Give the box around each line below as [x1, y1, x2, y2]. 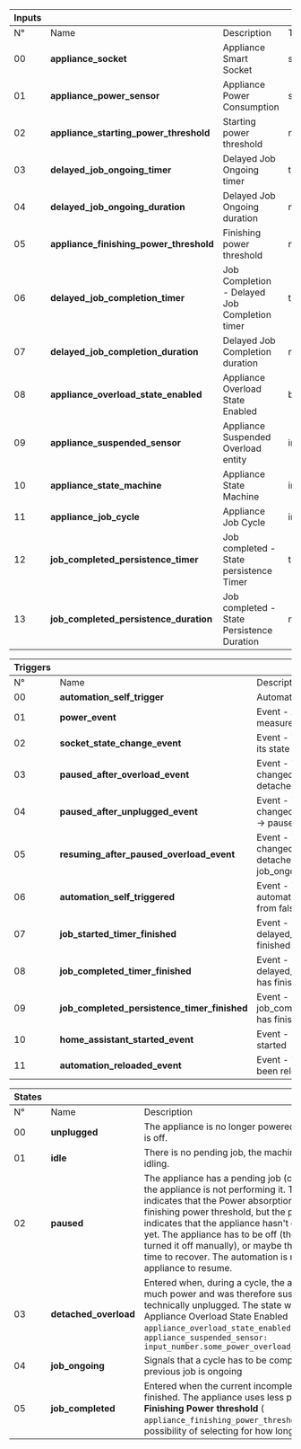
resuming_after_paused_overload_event [59, 848, 236, 861]
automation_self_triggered [59, 891, 176, 903]
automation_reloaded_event [59, 1059, 182, 1072]
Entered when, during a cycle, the [143, 1277, 285, 1288]
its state [256, 743, 290, 755]
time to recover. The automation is [143, 1250, 288, 1263]
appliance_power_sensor [50, 90, 160, 102]
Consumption [222, 101, 279, 113]
